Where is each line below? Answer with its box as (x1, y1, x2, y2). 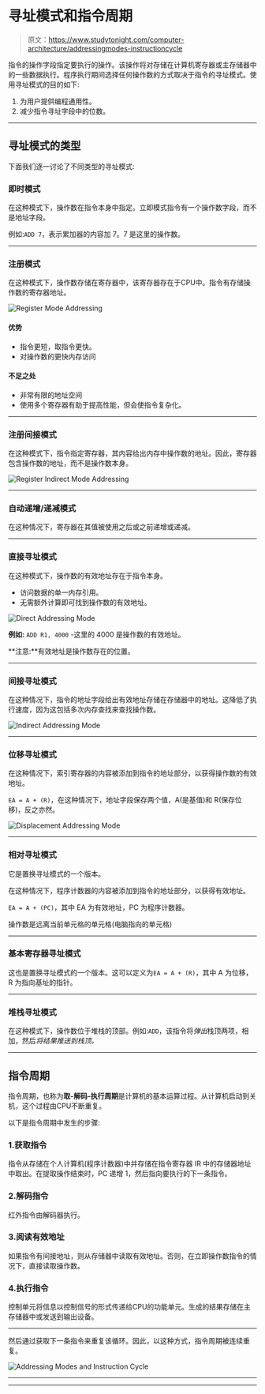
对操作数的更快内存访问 (19, 351, 96, 361)
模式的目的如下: (28, 80, 80, 89)
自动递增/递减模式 (8, 502, 77, 513)
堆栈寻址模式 (8, 1006, 58, 1017)
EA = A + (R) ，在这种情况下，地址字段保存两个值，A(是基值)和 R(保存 (8, 795, 235, 805)
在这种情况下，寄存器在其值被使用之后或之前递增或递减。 (8, 522, 195, 532)
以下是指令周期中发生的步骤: (8, 1118, 101, 1127)
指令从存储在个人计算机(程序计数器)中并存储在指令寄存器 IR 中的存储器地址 (8, 1159, 252, 1169)
